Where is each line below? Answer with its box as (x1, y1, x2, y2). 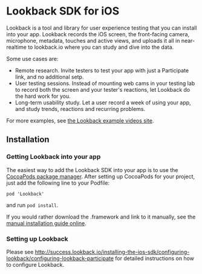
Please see (6, 248, 34, 255)
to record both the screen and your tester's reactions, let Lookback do (15, 86, 191, 93)
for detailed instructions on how (114, 255, 195, 262)
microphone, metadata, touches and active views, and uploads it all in (6, 37, 180, 44)
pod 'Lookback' (6, 191, 45, 197)
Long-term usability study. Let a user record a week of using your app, (15, 98, 192, 106)
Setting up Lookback (6, 234, 68, 243)
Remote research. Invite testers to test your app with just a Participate (15, 66, 189, 74)
